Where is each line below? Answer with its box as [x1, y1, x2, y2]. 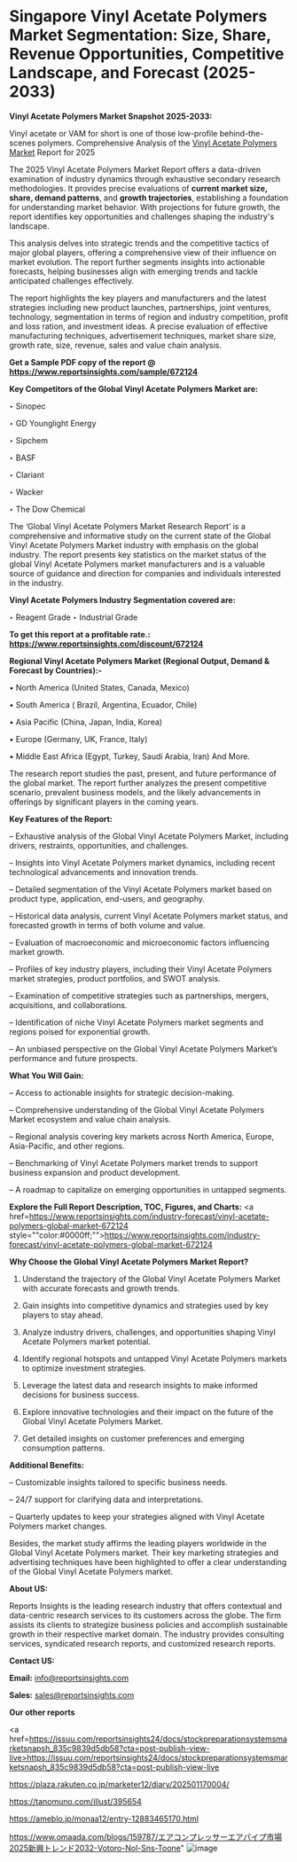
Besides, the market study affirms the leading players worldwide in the [9, 1537, 268, 1548]
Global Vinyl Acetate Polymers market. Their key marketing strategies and [9, 1547, 279, 1558]
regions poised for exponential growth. [9, 1026, 151, 1037]
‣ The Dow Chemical [9, 504, 86, 514]
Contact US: [9, 1655, 55, 1666]
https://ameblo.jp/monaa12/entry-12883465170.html [9, 1813, 199, 1824]
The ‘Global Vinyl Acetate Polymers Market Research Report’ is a [9, 520, 246, 531]
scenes [9, 137, 36, 148]
